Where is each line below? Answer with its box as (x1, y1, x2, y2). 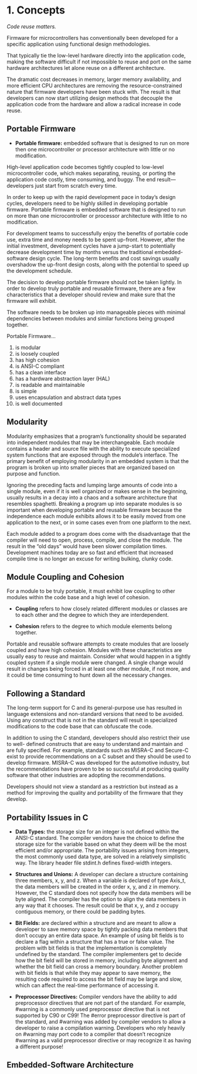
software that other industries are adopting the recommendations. (6, 772, 166, 779)
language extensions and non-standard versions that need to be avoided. (6, 711, 184, 718)
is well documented (15, 400, 63, 407)
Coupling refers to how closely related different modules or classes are (15, 605, 188, 612)
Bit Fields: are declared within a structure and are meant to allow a (15, 920, 176, 926)
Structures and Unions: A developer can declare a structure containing (15, 871, 188, 877)
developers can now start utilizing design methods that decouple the (6, 94, 172, 102)
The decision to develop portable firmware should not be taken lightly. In (6, 278, 182, 285)
